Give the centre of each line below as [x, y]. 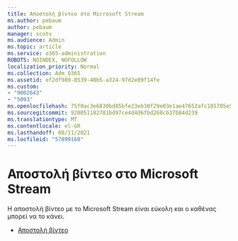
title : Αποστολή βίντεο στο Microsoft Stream [75, 14]
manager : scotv [30, 34]
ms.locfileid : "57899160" [45, 139]
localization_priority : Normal [53, 67]
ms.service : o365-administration [57, 54]
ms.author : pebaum [34, 21]
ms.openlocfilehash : [38, 106]
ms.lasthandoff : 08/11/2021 [49, 133]
